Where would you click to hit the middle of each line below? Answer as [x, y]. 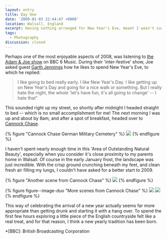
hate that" [28, 98]
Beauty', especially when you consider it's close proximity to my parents [79, 154]
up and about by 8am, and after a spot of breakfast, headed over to [74, 118]
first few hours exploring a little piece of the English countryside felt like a [80, 216]
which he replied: [23, 72]
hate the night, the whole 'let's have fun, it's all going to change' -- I [87, 92]
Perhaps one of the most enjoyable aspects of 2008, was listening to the [80, 56]
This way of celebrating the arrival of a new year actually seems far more [80, 206]
